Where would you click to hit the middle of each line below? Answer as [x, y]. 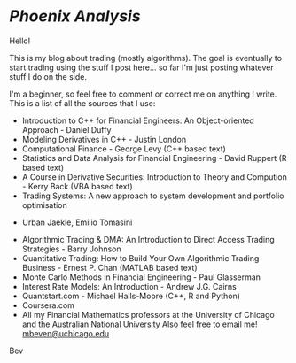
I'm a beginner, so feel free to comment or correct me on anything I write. [143, 94]
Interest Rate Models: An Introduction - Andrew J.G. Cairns [129, 286]
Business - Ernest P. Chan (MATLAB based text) [109, 267]
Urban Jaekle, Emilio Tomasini [77, 222]
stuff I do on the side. [48, 76]
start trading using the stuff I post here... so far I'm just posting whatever [142, 67]
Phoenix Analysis [75, 16]
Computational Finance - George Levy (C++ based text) [124, 149]
